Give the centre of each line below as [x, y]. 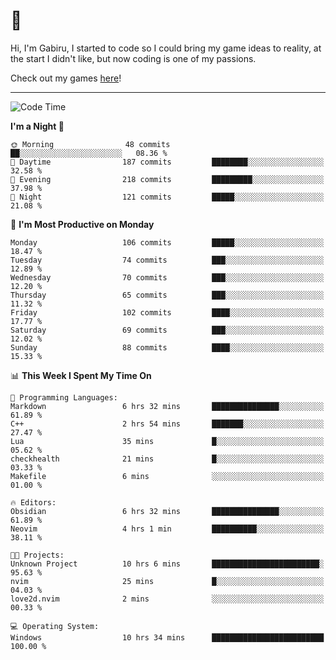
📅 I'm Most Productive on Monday [82, 224]
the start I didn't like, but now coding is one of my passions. [133, 58]
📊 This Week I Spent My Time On [81, 375]
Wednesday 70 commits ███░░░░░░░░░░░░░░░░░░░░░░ [167, 277]
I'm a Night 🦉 [37, 126]
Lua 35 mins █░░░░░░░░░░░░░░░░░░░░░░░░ [167, 441]
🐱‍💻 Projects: [37, 555]
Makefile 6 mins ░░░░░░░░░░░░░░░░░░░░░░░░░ [167, 476]
